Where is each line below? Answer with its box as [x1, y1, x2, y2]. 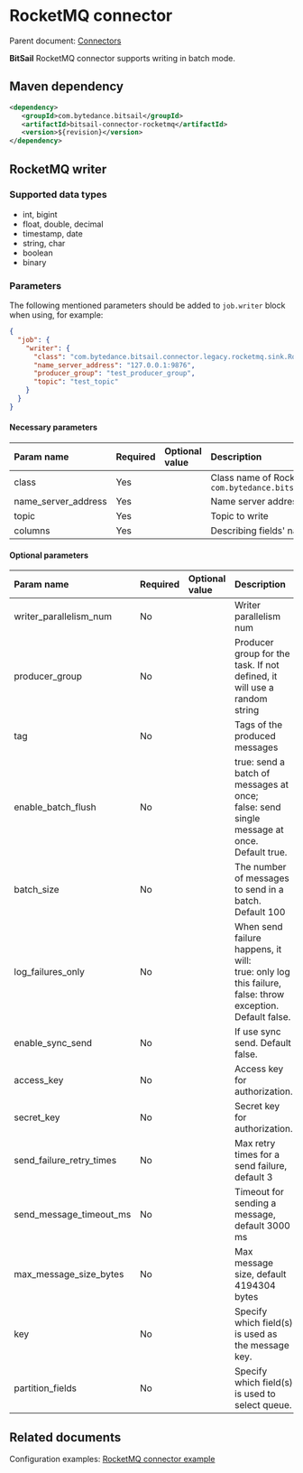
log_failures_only [14, 966, 86, 978]
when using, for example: [9, 310, 104, 320]
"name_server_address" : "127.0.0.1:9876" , [32, 360, 196, 370]
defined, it [234, 670, 278, 682]
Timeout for [234, 1186, 284, 1199]
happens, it [234, 943, 282, 956]
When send [234, 921, 283, 933]
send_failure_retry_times [14, 1154, 117, 1167]
